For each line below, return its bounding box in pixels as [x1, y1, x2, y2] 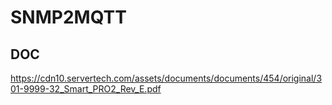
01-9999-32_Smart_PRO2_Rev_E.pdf [10, 83, 162, 95]
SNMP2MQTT [10, 6, 127, 29]
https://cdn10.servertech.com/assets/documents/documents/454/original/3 [10, 72, 323, 84]
